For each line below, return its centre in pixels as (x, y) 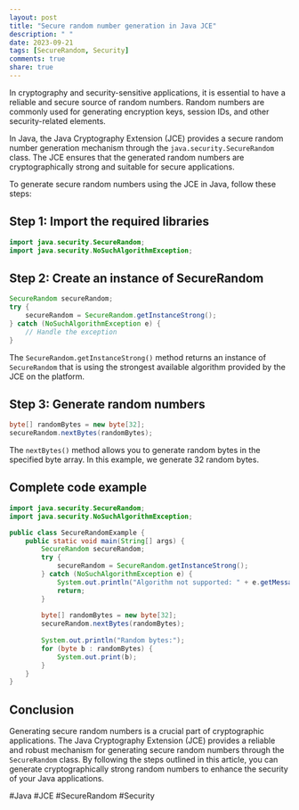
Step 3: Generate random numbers (107, 404)
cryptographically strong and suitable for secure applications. (122, 167)
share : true (31, 68)
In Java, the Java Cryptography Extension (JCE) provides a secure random (146, 138)
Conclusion (42, 710)
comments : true (37, 59)
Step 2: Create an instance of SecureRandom (137, 278)
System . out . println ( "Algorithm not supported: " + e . (158, 582)
